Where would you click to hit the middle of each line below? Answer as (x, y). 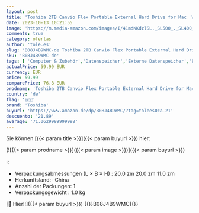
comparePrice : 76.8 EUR (36, 83)
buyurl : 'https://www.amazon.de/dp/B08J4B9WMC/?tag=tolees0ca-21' (90, 111)
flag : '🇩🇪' (21, 99)
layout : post (22, 12)
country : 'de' (24, 94)
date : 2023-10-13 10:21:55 (39, 22)
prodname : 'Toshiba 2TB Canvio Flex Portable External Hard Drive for (95, 89)
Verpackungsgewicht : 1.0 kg (50, 192)
